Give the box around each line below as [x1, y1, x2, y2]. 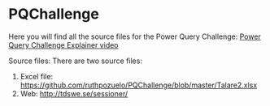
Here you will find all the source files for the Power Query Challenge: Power [8, 32, 262, 41]
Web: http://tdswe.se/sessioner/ [20, 88, 128, 98]
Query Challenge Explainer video [8, 40, 120, 49]
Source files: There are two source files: [8, 56, 142, 66]
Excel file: [20, 71, 54, 81]
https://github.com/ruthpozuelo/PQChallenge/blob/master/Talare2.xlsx [20, 80, 258, 90]
